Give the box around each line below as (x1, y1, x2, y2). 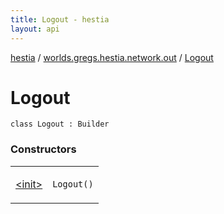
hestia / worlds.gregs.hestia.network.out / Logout (10, 51, 214, 63)
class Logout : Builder (10, 119, 110, 130)
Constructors (10, 142, 77, 156)
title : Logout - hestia (10, 14, 110, 25)
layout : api (10, 24, 60, 34)
